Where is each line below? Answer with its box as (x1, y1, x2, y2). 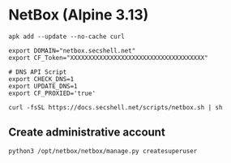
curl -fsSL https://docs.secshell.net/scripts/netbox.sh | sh (8, 103, 223, 111)
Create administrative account (8, 126, 166, 139)
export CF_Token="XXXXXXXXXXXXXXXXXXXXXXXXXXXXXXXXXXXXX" (8, 54, 208, 62)
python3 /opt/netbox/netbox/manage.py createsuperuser (8, 147, 198, 155)
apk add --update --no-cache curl (8, 32, 126, 41)
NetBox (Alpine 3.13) (8, 6, 149, 24)
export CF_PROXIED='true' (8, 89, 96, 97)
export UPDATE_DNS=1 (8, 82, 79, 90)
